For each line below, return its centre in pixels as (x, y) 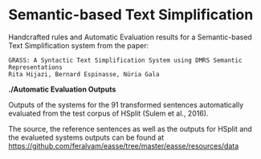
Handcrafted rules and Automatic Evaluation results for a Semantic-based (130, 37)
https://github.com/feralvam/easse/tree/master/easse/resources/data (124, 145)
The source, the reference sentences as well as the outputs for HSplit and (130, 128)
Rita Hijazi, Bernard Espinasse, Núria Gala (84, 74)
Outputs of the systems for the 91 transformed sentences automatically (126, 104)
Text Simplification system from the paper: (79, 45)
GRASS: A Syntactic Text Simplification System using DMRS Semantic (125, 60)
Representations (35, 67)
